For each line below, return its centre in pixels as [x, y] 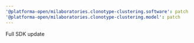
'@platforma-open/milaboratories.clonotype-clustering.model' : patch [93, 17]
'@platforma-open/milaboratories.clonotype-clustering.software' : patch [97, 11]
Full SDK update [25, 34]
